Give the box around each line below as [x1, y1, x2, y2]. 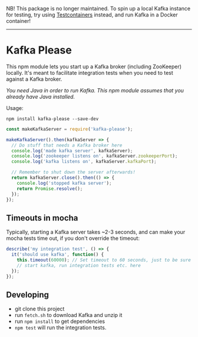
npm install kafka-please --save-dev [6, 116, 99, 122]
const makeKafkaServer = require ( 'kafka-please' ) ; [6, 126, 133, 132]
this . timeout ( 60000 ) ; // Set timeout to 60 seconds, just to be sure [16, 257, 192, 263]
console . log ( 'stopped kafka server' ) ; [16, 180, 112, 186]
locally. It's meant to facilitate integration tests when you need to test [6, 69, 174, 76]
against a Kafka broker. [6, 75, 62, 82]
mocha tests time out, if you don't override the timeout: [6, 235, 140, 242]
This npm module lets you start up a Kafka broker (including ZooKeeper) [6, 63, 181, 70]
